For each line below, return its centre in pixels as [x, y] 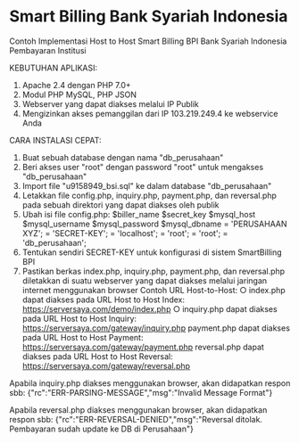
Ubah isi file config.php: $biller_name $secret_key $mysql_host [139, 214]
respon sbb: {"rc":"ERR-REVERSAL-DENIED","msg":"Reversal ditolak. [136, 419]
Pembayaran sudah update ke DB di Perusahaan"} [101, 429]
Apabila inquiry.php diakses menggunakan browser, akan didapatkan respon [150, 383]
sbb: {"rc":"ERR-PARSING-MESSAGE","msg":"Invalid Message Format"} [141, 392]
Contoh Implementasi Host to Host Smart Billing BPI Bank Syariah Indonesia [148, 41]
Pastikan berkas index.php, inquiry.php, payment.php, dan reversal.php [154, 271]
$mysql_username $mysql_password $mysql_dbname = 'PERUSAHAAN [154, 224]
